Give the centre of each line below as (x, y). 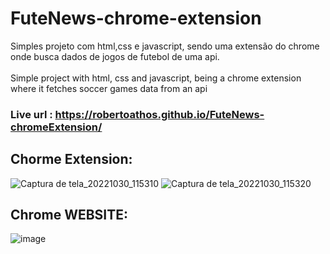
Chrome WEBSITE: (69, 215)
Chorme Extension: (71, 159)
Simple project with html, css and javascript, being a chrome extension (156, 78)
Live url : (31, 114)
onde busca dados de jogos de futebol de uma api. (115, 56)
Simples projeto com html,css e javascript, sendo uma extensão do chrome (165, 46)
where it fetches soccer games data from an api (109, 88)
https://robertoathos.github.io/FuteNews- (159, 114)
